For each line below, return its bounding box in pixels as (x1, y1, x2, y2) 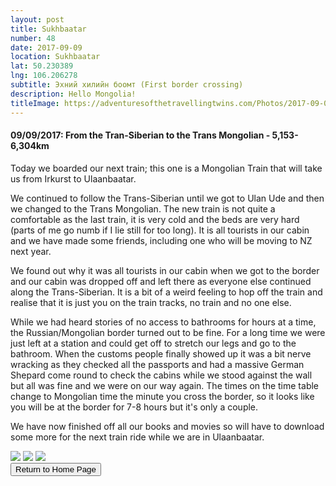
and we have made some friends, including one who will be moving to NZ (10, 234, 313, 246)
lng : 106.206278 (10, 71, 78, 81)
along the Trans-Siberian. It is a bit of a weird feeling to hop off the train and (10, 286, 323, 298)
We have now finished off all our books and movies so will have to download (10, 420, 325, 432)
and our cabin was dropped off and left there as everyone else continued (10, 275, 312, 287)
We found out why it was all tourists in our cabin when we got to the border (10, 264, 320, 276)
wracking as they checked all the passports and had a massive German (10, 358, 305, 370)
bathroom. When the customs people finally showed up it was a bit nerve (10, 347, 312, 360)
